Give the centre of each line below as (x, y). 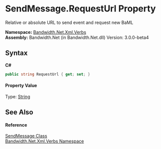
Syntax (16, 53)
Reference (16, 125)
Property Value (21, 86)
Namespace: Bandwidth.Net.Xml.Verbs (46, 32)
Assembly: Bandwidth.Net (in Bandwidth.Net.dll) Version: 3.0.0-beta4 (77, 37)
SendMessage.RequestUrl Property (80, 9)
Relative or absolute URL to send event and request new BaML (69, 22)
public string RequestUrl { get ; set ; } (48, 74)
